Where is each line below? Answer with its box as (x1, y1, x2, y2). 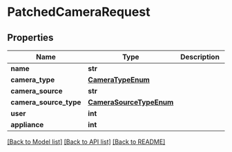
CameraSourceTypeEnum (88, 97, 174, 107)
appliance (10, 120, 44, 129)
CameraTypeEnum (88, 75, 150, 84)
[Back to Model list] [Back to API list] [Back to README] (7, 137, 166, 146)
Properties (7, 32, 54, 44)
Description (180, 53, 220, 61)
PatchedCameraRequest (7, 4, 151, 20)
